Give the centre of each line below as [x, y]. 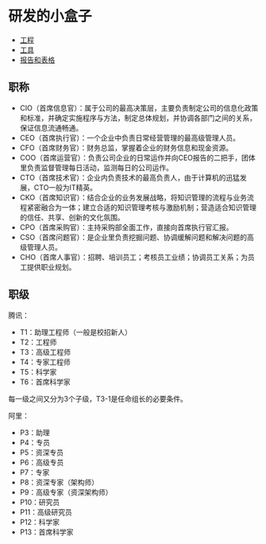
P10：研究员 [40, 502]
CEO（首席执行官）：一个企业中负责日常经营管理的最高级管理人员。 [130, 138]
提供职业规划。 [51, 266]
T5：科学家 [38, 371]
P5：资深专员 [42, 452]
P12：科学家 [39, 522]
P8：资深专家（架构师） [59, 482]
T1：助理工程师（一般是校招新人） [76, 332]
